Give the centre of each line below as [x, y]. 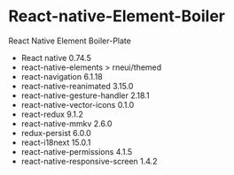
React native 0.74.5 [56, 57]
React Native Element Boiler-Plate [70, 41]
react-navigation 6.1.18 [62, 76]
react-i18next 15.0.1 [56, 142]
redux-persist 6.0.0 [56, 133]
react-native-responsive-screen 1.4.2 [89, 161]
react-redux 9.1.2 [52, 114]
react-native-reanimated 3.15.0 [77, 86]
